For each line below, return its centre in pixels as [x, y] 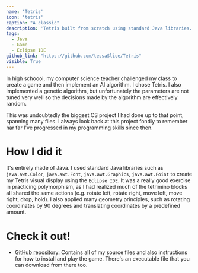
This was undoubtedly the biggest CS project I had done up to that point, [95, 115]
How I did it [34, 151]
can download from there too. [51, 265]
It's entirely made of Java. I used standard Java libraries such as [85, 168]
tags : [13, 34]
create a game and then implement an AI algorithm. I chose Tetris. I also [94, 84]
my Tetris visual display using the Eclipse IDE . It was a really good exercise [98, 180]
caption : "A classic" [33, 23]
